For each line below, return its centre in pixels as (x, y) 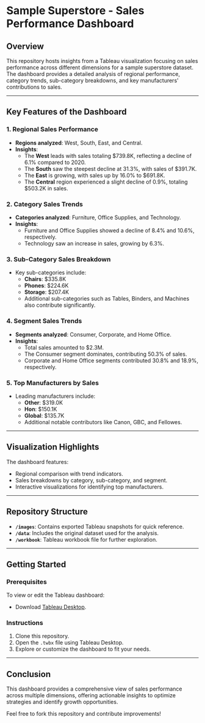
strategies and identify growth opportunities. (62, 702)
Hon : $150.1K (41, 409)
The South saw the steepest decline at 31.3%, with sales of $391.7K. (110, 168)
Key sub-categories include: (51, 272)
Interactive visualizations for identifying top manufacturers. (89, 487)
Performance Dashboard (70, 24)
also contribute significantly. (60, 305)
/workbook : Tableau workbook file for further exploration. (86, 539)
